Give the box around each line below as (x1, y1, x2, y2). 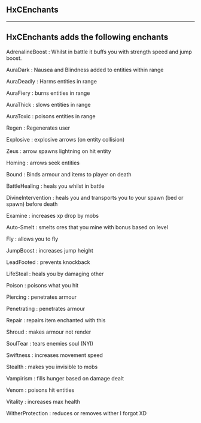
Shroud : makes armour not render (6, 328, 92, 335)
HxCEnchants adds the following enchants (6, 32, 169, 43)
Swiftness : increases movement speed (6, 351, 103, 359)
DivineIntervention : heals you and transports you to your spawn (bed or (6, 194, 184, 201)
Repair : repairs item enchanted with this (6, 316, 106, 323)
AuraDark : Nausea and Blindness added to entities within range (6, 66, 164, 73)
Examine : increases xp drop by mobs (6, 212, 99, 219)
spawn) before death (6, 200, 58, 208)
